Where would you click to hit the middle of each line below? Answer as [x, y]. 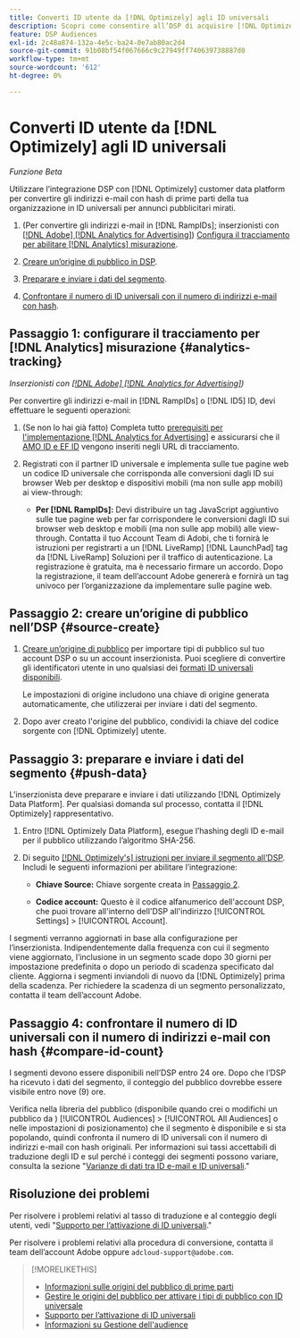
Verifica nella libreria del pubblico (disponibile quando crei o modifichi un [144, 1108]
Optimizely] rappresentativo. [62, 813]
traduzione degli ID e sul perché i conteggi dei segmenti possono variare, [144, 1156]
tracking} [36, 362]
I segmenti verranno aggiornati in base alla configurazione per [124, 938]
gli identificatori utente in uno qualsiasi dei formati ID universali [137, 668]
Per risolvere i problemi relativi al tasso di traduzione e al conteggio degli [143, 1216]
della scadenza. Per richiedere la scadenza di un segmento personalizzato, [147, 986]
